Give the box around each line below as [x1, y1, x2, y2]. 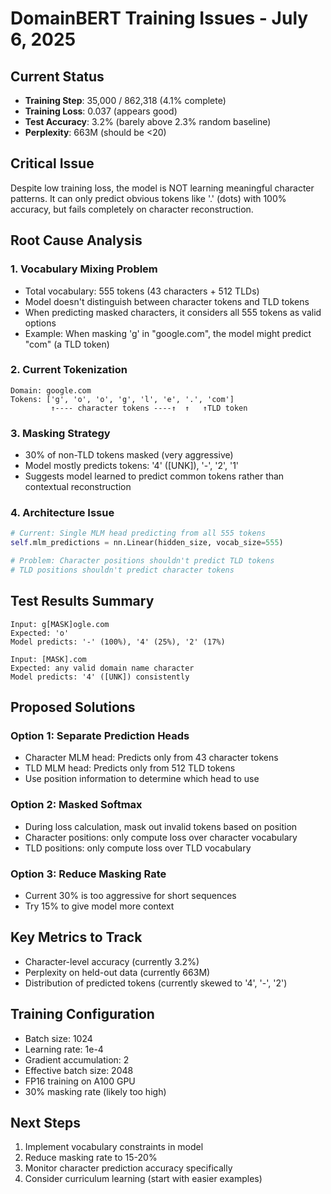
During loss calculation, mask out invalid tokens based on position [24, 820, 298, 832]
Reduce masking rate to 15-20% [24, 1152, 158, 1164]
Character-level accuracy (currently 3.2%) [24, 955, 200, 967]
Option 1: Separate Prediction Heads [10, 729, 190, 743]
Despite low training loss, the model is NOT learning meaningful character [10, 182, 315, 194]
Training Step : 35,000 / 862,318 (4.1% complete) [24, 95, 227, 106]
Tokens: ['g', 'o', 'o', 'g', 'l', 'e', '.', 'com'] [10, 394, 235, 404]
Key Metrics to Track [10, 929, 143, 946]
